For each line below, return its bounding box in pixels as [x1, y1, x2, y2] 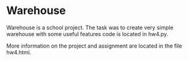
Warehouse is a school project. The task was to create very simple [6, 24, 174, 31]
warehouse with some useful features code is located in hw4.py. [6, 30, 168, 37]
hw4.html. [6, 48, 32, 56]
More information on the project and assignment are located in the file [6, 42, 183, 49]
